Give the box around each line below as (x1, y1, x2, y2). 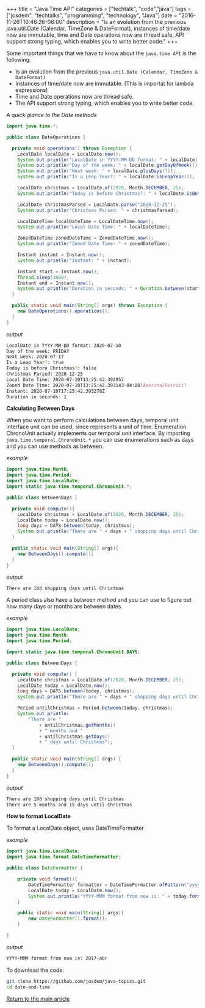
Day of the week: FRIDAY (6, 348, 70, 354)
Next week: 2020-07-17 (6, 354, 64, 360)
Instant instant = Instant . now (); (17, 252, 105, 258)
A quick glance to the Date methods (6, 112, 97, 118)
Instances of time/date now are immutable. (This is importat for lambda (15, 80, 194, 87)
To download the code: (6, 966, 65, 974)
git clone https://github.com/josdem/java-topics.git (6, 978, 146, 984)
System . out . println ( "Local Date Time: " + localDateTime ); (17, 224, 171, 230)
